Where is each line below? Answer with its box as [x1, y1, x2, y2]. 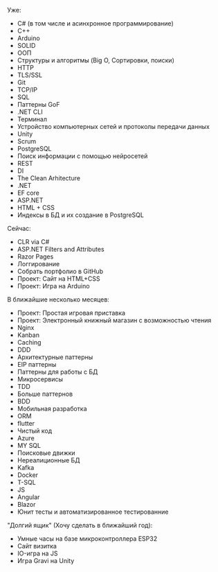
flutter [17, 419, 35, 427]
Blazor [17, 501, 36, 508]
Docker [17, 471, 39, 479]
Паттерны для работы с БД [17, 367, 98, 376]
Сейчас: [7, 225, 31, 232]
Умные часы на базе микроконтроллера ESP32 [17, 535, 158, 543]
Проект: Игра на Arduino [17, 282, 90, 290]
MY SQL [17, 442, 42, 449]
